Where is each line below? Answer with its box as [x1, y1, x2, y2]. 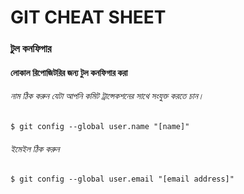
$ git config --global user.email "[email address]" [10, 174, 235, 185]
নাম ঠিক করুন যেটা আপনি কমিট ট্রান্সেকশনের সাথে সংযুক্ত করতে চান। [10, 90, 205, 102]
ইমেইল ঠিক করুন [10, 142, 60, 155]
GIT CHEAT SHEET [10, 6, 167, 29]
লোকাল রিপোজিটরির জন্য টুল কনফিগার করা [10, 66, 128, 78]
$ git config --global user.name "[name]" [10, 121, 190, 131]
